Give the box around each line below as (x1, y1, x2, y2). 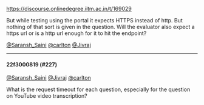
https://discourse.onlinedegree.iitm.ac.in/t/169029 (6, 5, 132, 12)
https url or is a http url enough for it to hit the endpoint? (6, 30, 147, 37)
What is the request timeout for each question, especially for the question (6, 86, 191, 93)
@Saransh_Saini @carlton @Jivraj (6, 42, 91, 48)
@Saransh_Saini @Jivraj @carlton (6, 74, 91, 81)
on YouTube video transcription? (6, 92, 87, 100)
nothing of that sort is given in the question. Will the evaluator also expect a (6, 24, 195, 30)
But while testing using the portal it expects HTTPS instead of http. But (6, 17, 183, 24)
